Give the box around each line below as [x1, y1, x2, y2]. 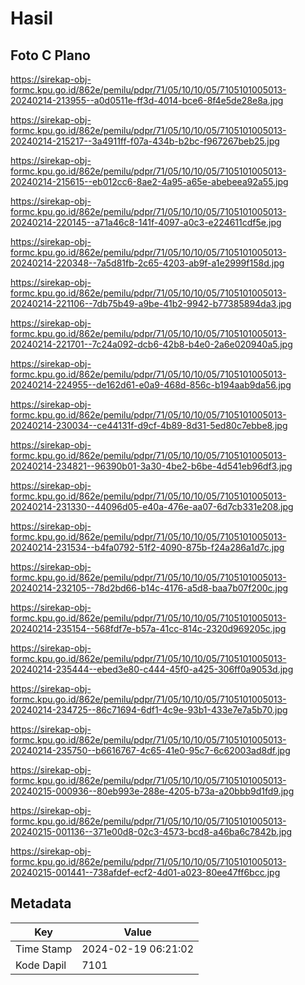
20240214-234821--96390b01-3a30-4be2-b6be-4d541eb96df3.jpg [10, 460, 293, 472]
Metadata [10, 895, 72, 912]
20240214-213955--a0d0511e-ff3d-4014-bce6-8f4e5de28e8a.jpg [10, 95, 284, 106]
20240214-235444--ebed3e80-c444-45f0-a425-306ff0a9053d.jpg [10, 663, 294, 675]
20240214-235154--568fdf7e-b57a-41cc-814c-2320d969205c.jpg [10, 623, 287, 634]
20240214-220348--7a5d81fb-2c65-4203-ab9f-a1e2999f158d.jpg [10, 257, 285, 269]
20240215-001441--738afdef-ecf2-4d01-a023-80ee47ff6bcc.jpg [10, 867, 281, 878]
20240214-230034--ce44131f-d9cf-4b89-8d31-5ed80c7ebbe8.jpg [10, 420, 288, 431]
